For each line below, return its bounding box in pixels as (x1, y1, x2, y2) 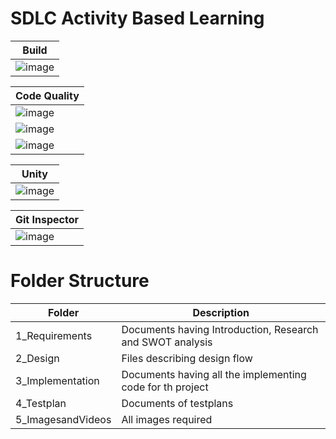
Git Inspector (15, 212, 79, 226)
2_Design (15, 351, 60, 365)
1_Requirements (15, 328, 93, 342)
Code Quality (15, 88, 80, 102)
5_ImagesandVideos (15, 412, 112, 426)
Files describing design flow (121, 351, 253, 365)
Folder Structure (10, 270, 150, 292)
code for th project (121, 380, 209, 394)
